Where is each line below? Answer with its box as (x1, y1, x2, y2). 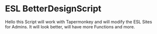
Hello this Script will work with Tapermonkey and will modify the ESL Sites (5, 19, 152, 25)
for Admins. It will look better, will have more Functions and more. (5, 24, 135, 29)
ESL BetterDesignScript (5, 3, 101, 14)
